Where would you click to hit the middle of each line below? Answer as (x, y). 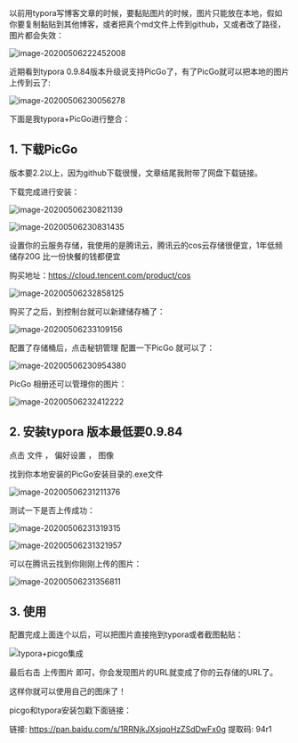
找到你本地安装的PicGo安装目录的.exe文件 (86, 474)
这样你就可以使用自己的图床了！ (68, 691)
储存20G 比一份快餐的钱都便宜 (65, 256)
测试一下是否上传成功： (52, 510)
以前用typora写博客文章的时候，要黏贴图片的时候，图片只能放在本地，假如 (146, 13)
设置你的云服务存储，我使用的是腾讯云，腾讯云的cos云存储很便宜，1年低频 (146, 245)
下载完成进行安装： (44, 192)
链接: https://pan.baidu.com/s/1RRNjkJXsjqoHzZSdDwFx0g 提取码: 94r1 (141, 730)
